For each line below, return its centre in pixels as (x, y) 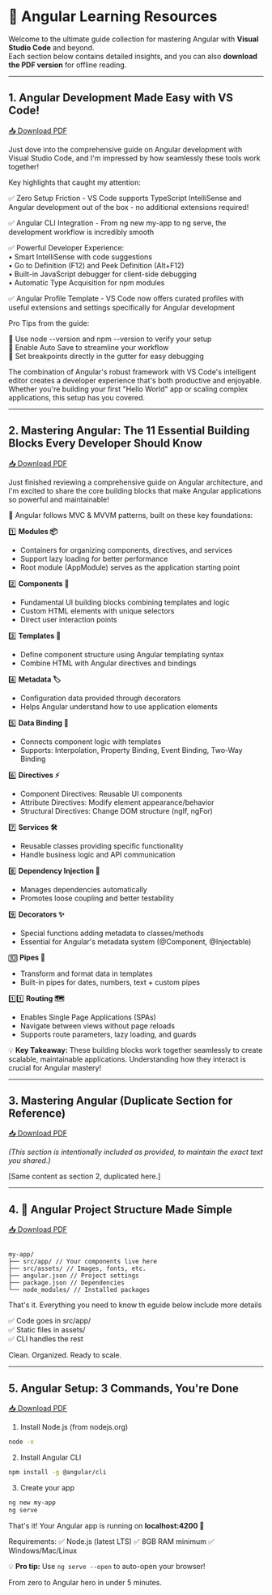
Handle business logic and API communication (98, 854)
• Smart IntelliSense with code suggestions (80, 257)
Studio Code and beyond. (51, 47)
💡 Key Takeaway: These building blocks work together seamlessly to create (136, 1050)
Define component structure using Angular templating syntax (122, 654)
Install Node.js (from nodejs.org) (74, 1427)
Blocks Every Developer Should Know (105, 444)
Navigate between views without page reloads (98, 1025)
